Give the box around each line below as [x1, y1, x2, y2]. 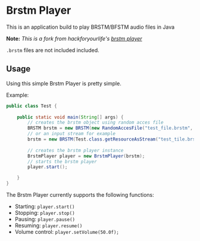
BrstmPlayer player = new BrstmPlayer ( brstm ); [27, 153, 145, 159]
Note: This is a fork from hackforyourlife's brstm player [6, 35, 143, 42]
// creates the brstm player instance [27, 147, 124, 153]
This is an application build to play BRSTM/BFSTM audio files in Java [6, 23, 175, 30]
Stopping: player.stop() [14, 209, 76, 216]
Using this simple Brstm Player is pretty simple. [6, 80, 122, 87]
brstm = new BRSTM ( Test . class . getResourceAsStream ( [27, 136, 159, 142]
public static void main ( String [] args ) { [17, 114, 124, 120]
